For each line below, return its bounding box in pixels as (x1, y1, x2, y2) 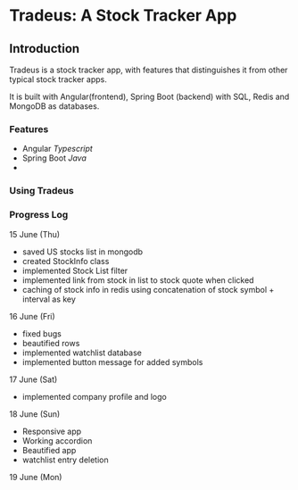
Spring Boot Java (21, 153, 87, 163)
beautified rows (21, 337, 80, 348)
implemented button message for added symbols (21, 356, 203, 367)
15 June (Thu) (9, 228, 61, 239)
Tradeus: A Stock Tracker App (9, 5, 237, 26)
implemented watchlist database (21, 347, 143, 358)
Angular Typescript (21, 144, 94, 154)
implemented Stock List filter (21, 265, 128, 276)
